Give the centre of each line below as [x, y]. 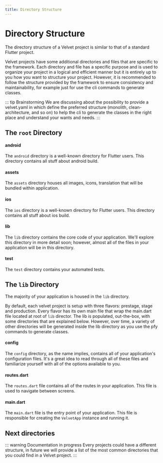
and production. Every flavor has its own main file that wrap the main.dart [78, 311]
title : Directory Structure [33, 9]
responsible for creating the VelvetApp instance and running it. [67, 418]
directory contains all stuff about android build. [52, 161]
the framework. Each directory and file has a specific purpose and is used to [81, 67]
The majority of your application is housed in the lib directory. [67, 296]
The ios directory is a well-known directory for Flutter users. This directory [80, 210]
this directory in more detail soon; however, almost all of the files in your [77, 242]
